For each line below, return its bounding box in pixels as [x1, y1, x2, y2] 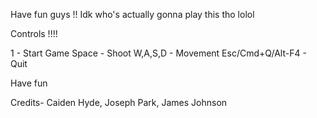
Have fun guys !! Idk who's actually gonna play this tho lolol [10, 9, 255, 20]
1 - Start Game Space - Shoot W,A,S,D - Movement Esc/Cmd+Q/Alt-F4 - [10, 47, 307, 59]
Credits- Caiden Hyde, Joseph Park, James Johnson [10, 97, 228, 108]
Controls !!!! [10, 28, 58, 39]
